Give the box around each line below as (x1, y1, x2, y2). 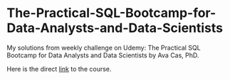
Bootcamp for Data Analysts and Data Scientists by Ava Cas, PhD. (6, 51, 199, 59)
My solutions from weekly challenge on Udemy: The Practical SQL (6, 43, 201, 52)
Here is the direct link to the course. (6, 64, 112, 73)
